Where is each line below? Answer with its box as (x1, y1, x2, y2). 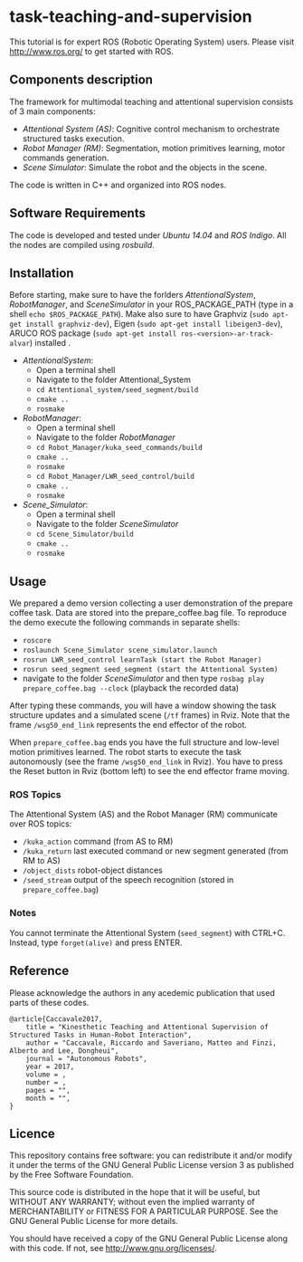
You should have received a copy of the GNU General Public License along (9, 1233, 288, 1244)
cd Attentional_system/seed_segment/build (35, 386, 199, 395)
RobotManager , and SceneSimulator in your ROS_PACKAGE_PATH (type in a (9, 299, 294, 310)
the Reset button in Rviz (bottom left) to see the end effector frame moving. (9, 766, 289, 777)
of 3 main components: (9, 106, 97, 117)
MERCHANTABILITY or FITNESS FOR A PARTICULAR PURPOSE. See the (9, 1206, 279, 1217)
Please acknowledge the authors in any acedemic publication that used (9, 987, 276, 998)
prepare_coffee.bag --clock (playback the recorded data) (22, 683, 240, 693)
